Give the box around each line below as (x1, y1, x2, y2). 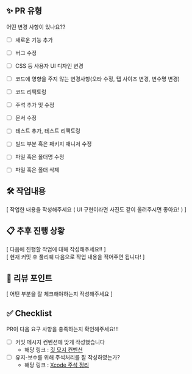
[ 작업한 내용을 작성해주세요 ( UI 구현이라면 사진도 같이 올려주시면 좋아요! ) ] (6, 206, 187, 213)
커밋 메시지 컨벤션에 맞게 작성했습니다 (15, 338, 105, 345)
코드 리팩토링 (15, 88, 47, 96)
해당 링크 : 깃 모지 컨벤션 (24, 346, 84, 353)
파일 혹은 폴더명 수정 (15, 153, 65, 161)
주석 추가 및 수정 (15, 101, 55, 109)
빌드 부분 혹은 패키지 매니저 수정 (15, 140, 92, 148)
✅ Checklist (6, 308, 52, 319)
